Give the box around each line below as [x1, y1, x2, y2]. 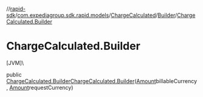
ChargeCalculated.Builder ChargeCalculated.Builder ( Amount [6, 77, 156, 84]
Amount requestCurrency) [9, 84, 74, 91]
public [6, 71, 22, 78]
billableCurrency [156, 77, 198, 84]
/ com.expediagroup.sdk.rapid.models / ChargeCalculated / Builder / [15, 12, 177, 19]
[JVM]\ [6, 59, 24, 66]
